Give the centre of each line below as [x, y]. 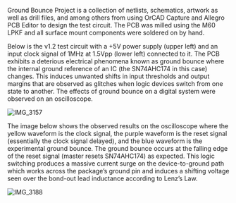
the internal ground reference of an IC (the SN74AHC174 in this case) [107, 69]
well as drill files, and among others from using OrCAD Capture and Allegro [116, 18]
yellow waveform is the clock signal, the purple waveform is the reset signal [117, 134]
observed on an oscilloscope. [50, 99]
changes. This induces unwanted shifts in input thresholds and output [108, 76]
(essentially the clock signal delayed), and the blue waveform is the [105, 141]
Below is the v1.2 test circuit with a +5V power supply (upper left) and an [113, 46]
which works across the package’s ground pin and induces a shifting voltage [118, 171]
